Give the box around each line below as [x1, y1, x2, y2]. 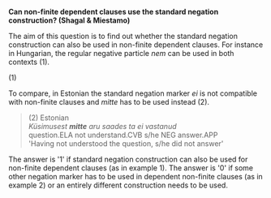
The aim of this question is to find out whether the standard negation [8, 32, 238, 41]
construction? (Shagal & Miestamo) [8, 15, 131, 25]
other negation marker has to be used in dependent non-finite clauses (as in [8, 172, 264, 181]
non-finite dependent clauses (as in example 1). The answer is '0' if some [8, 163, 254, 173]
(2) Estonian [28, 113, 69, 123]
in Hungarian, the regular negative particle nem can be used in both [8, 49, 234, 58]
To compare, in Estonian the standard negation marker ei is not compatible [8, 88, 258, 98]
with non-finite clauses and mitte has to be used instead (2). [8, 97, 209, 106]
